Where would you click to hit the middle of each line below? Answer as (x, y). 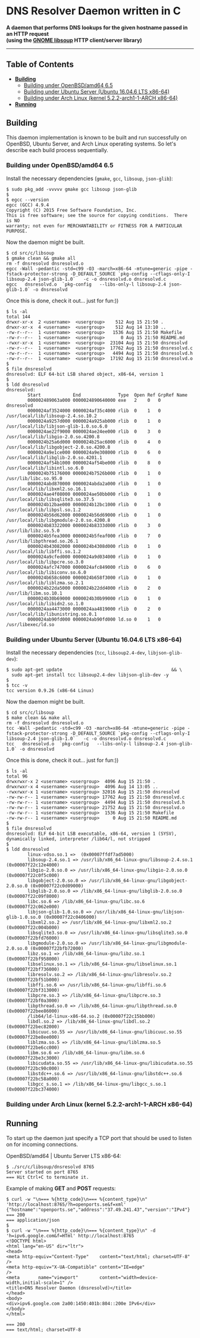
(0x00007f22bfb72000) (57, 949)
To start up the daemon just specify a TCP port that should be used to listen (99, 1138)
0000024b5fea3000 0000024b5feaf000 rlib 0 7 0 (94, 536)
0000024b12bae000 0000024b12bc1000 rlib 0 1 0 (94, 504)
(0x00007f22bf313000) (33, 990)
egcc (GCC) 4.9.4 (28, 205)
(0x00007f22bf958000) (33, 959)
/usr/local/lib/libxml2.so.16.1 (46, 489)
